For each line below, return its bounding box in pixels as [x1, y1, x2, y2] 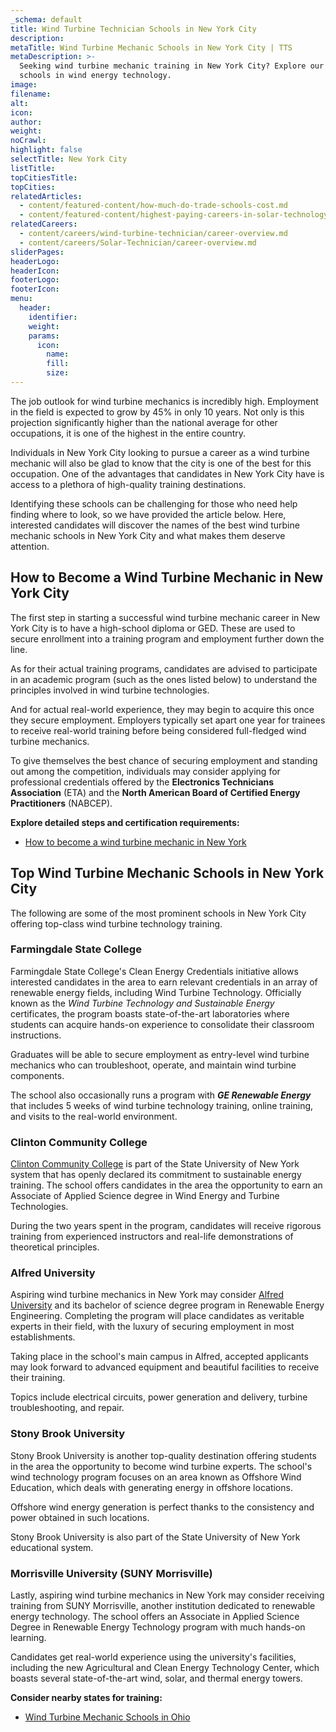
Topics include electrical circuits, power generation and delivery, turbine [10, 1391, 308, 1403]
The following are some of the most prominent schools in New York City [10, 907, 307, 919]
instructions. [10, 1029, 62, 1041]
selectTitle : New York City [10, 154, 128, 164]
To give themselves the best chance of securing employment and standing [10, 754, 318, 766]
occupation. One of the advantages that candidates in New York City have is [10, 467, 325, 480]
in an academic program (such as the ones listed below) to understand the [10, 673, 318, 685]
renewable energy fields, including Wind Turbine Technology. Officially [10, 986, 302, 998]
